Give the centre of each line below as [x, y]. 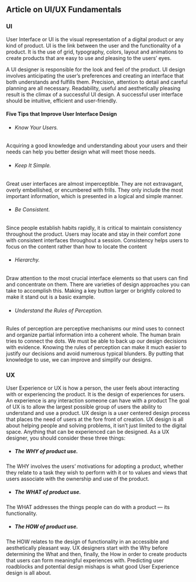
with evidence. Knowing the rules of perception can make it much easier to [96, 347]
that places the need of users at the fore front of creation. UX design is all [95, 419]
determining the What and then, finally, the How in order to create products [97, 554]
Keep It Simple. [33, 165]
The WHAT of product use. [48, 492]
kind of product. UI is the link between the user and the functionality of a [94, 45]
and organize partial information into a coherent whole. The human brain [93, 335]
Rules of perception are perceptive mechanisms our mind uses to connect [95, 329]
